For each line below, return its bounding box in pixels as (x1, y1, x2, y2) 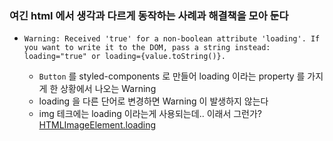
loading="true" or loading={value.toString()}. (23, 52, 226, 62)
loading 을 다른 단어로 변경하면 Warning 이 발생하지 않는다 (38, 95, 269, 107)
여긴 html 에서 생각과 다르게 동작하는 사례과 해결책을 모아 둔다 (9, 8, 289, 22)
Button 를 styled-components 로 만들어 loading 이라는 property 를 (38, 70, 306, 82)
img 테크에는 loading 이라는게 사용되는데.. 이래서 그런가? (38, 108, 263, 120)
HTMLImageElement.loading (38, 119, 157, 131)
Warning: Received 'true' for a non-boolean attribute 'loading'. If (23, 34, 321, 44)
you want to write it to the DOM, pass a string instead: (23, 43, 271, 53)
